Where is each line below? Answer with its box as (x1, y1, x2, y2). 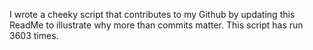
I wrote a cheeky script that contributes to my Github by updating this (9, 9, 296, 20)
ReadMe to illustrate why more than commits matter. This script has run (9, 19, 304, 31)
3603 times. (9, 30, 59, 41)
